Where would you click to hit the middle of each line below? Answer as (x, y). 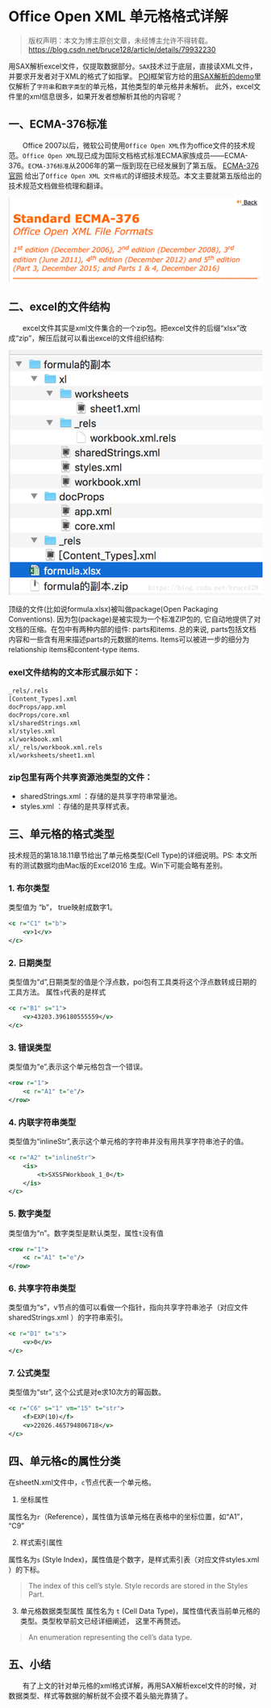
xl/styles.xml (32, 731)
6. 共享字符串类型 (42, 1288)
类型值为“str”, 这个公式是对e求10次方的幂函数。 (87, 1392)
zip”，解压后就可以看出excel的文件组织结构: (92, 338)
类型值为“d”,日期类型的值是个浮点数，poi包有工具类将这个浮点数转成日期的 (132, 982)
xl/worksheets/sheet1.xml (52, 756)
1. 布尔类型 (29, 888)
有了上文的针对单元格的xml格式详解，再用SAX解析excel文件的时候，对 (140, 1685)
